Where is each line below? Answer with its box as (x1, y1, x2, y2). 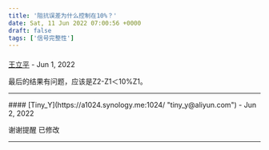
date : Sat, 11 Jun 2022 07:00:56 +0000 (8, 19, 142, 27)
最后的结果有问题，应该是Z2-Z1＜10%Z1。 (8, 77, 148, 86)
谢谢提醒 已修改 (8, 124, 60, 134)
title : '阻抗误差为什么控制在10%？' (8, 11, 118, 20)
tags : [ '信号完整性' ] (8, 34, 74, 42)
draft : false (8, 26, 52, 34)
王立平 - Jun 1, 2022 (8, 59, 75, 69)
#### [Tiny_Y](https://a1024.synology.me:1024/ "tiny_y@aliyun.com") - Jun (8, 100, 257, 109)
